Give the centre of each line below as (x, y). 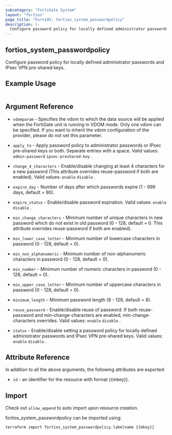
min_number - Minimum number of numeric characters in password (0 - (87, 269)
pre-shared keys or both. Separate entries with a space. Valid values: (85, 150)
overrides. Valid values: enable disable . (79, 320)
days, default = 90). (34, 192)
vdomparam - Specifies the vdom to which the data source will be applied (88, 119)
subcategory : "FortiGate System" (41, 10)
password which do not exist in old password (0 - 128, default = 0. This (88, 223)
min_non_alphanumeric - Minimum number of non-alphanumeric (79, 253)
